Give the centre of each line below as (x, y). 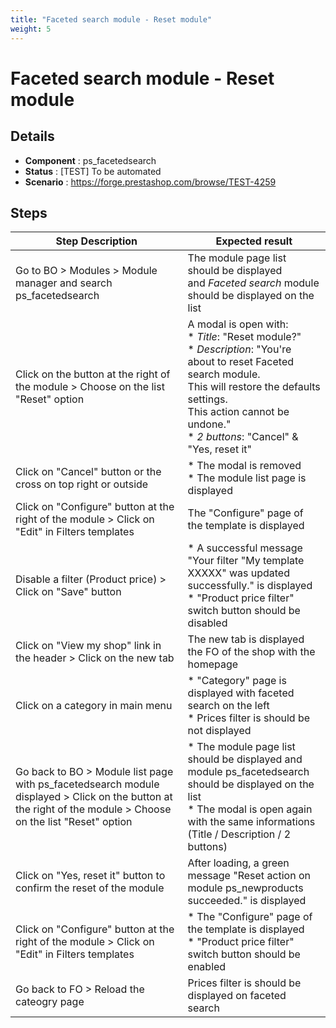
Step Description (96, 241)
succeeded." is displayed (247, 901)
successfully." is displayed (250, 586)
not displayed (219, 731)
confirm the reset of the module (90, 888)
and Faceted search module (253, 283)
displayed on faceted (237, 996)
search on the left (228, 706)
